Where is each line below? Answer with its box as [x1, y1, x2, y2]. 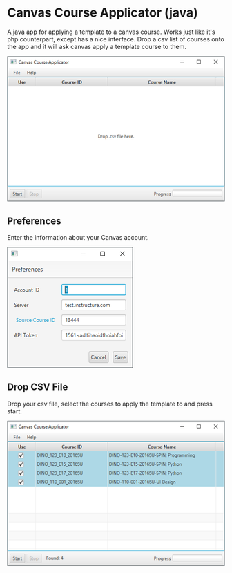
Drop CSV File [7, 382, 68, 393]
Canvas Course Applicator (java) [7, 5, 198, 21]
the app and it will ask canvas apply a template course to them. [7, 42, 186, 50]
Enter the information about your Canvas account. [7, 234, 150, 242]
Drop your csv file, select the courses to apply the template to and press [7, 400, 213, 408]
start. [7, 406, 23, 415]
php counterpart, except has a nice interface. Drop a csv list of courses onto [7, 35, 224, 43]
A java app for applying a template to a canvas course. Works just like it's [7, 28, 215, 36]
